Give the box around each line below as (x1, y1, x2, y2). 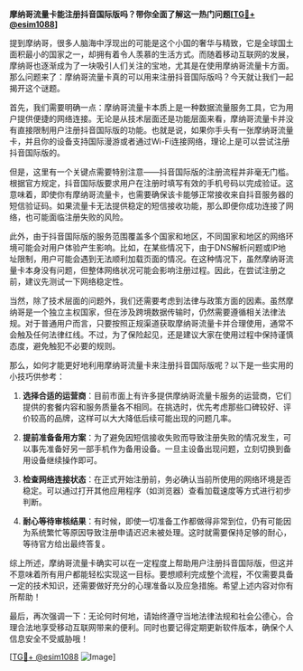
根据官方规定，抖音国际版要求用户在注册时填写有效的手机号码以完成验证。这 (9, 178, 294, 188)
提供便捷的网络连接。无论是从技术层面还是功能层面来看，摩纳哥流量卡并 (16, 113, 286, 124)
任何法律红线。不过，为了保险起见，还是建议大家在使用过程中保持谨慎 (32, 329, 294, 340)
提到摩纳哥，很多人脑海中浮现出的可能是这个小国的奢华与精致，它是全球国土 (9, 38, 294, 48)
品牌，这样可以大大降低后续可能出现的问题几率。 (53, 413, 236, 423)
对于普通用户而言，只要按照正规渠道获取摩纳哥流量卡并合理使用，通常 (24, 318, 286, 328)
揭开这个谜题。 (9, 83, 65, 93)
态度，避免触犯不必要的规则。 (9, 341, 120, 351)
